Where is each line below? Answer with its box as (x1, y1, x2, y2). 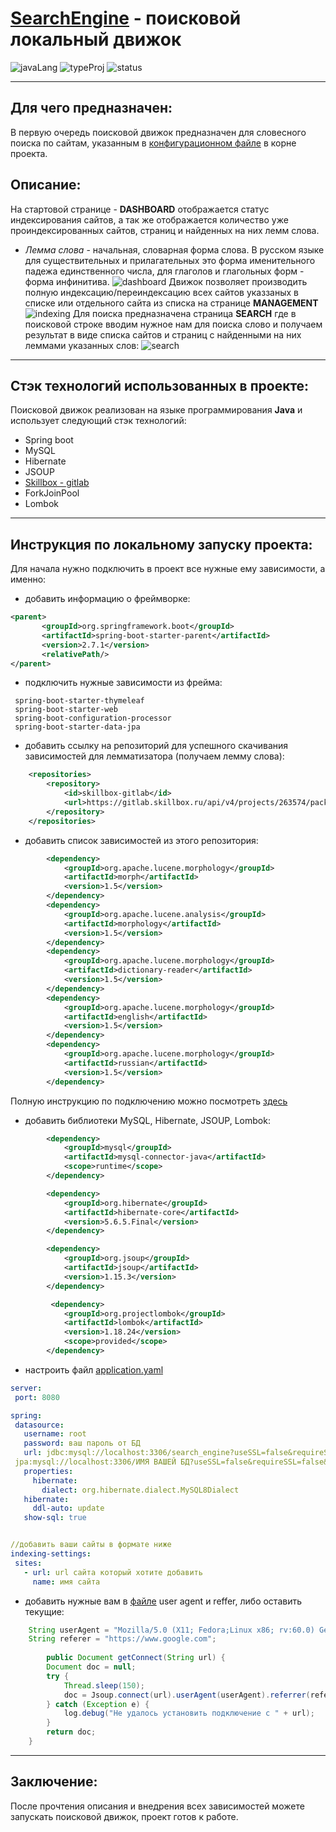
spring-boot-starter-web (14, 705, 118, 715)
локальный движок (10, 28, 182, 51)
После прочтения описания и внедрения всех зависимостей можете (10, 1800, 305, 1812)
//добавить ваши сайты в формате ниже (10, 1540, 172, 1550)
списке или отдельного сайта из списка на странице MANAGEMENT (24, 297, 319, 309)
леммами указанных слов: (24, 339, 140, 351)
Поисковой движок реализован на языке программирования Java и (10, 404, 303, 416)
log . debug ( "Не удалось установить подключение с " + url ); (63, 1708, 315, 1719)
